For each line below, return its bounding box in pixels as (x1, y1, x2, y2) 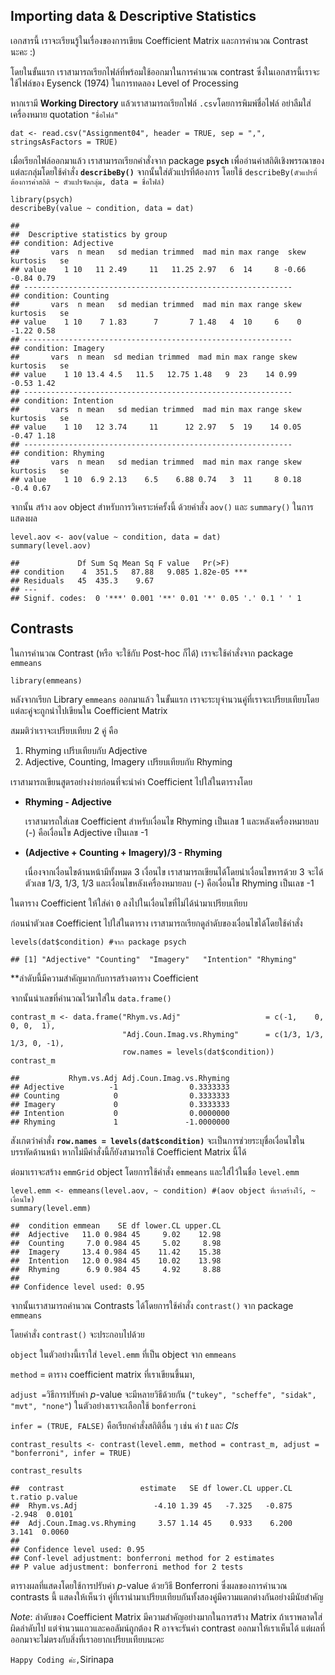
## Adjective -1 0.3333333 (10, 1082, 230, 1092)
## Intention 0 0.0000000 (10, 1108, 230, 1118)
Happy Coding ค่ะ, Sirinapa (10, 1653, 115, 1665)
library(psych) (10, 194, 74, 204)
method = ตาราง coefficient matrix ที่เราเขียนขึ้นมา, (10, 1368, 195, 1380)
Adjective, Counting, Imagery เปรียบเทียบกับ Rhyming (24, 755, 233, 768)
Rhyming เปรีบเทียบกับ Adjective (24, 744, 148, 756)
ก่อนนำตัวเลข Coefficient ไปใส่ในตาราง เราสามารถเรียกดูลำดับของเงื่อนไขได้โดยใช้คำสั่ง (10, 917, 303, 929)
